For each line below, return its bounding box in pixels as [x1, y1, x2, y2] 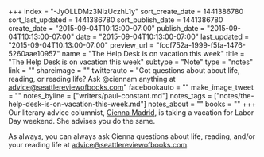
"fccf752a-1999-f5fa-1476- [156, 40, 247, 50]
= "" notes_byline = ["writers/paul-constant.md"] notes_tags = [8, 91, 212, 100]
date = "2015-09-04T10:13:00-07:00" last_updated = [76, 32, 249, 41]
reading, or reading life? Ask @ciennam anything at [8, 75, 177, 83]
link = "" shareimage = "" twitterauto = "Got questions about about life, [8, 66, 240, 75]
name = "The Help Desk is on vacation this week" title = [61, 49, 245, 58]
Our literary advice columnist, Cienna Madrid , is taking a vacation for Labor [8, 108, 254, 117]
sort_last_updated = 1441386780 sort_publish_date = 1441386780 [8, 15, 223, 25]
